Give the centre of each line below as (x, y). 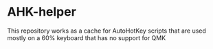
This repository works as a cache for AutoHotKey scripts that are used (106, 31)
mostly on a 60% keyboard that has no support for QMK (87, 37)
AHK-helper (42, 12)
